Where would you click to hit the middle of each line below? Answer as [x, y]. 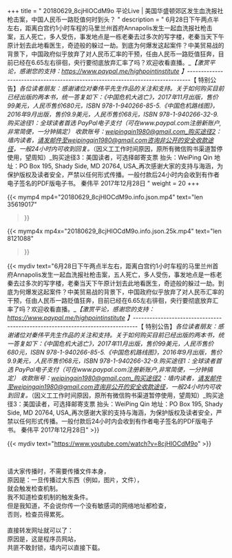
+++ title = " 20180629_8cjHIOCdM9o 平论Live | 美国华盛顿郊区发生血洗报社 [115, 11]
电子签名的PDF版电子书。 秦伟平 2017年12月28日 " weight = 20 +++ [103, 183]
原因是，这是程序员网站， [43, 539]
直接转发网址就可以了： [40, 530]
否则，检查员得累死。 [37, 514]
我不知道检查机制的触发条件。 [49, 497]
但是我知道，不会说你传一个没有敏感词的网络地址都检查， [88, 506]
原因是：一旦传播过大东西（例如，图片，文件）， [75, 480]
